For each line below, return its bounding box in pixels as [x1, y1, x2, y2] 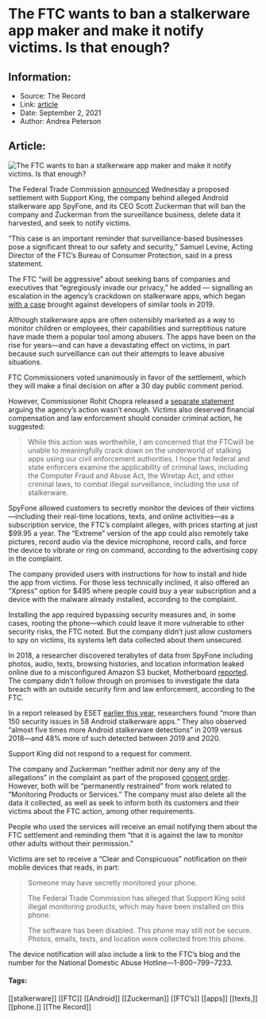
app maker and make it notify [8, 21, 204, 40]
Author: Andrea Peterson [19, 117, 102, 125]
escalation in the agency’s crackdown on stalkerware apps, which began [8, 291, 246, 300]
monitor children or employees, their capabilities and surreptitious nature [8, 323, 246, 333]
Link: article [19, 100, 58, 109]
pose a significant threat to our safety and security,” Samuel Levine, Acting [8, 241, 253, 251]
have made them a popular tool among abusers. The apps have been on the [8, 331, 256, 342]
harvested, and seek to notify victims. [8, 218, 132, 227]
